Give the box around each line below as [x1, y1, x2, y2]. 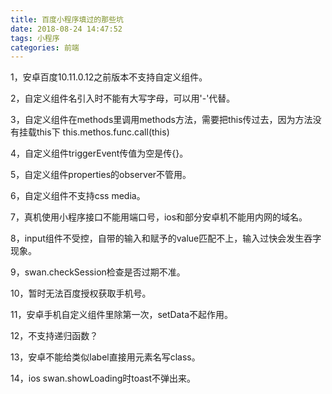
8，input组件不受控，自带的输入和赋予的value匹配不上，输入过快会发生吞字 [10, 232, 322, 245]
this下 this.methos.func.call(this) [36, 126, 170, 138]
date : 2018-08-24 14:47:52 [10, 24, 123, 34]
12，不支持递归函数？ [10, 330, 99, 342]
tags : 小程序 [10, 33, 60, 43]
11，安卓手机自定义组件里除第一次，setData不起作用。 [10, 309, 233, 321]
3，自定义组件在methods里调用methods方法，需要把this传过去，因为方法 [10, 114, 313, 126]
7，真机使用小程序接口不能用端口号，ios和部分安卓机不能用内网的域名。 [10, 211, 308, 223]
